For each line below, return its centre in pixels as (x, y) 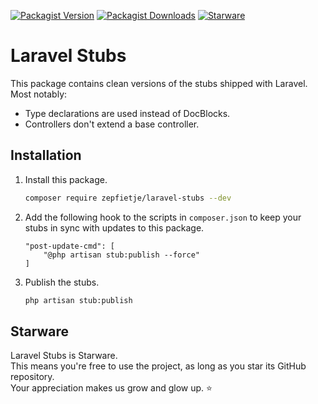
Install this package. (66, 179)
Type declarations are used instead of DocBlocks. (127, 113)
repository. (32, 377)
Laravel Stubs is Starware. (64, 356)
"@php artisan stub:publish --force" (121, 255)
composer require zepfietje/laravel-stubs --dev (128, 198)
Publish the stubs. (62, 282)
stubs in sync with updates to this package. (114, 227)
